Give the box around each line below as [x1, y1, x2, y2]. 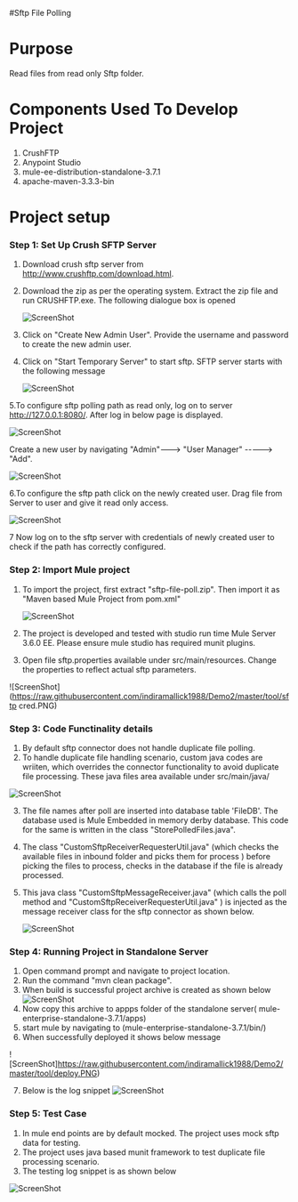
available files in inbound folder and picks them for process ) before [21, 851, 271, 861]
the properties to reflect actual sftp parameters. [21, 664, 197, 674]
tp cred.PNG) [9, 700, 58, 711]
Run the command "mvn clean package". [21, 975, 173, 986]
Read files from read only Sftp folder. [9, 68, 144, 78]
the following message [21, 366, 106, 376]
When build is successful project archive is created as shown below [21, 985, 271, 996]
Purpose [9, 39, 74, 59]
